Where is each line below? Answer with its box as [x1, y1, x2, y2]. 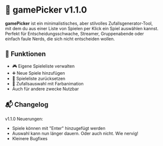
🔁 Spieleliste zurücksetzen [12, 75, 66, 81]
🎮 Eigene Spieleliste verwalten [12, 63, 75, 69]
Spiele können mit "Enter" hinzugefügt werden [12, 125, 106, 131]
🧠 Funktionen [5, 50, 46, 58]
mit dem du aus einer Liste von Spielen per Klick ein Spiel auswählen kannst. [5, 25, 159, 31]
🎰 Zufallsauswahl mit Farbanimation [12, 81, 84, 86]
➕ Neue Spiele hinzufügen [12, 70, 65, 76]
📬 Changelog [5, 100, 49, 109]
